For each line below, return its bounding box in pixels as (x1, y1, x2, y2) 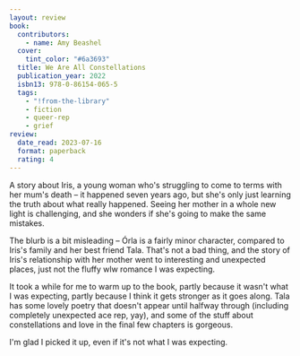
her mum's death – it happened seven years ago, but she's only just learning (9, 189, 291, 200)
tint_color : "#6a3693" (25, 55, 110, 64)
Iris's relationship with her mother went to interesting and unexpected (9, 254, 266, 265)
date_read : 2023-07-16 (17, 138, 102, 147)
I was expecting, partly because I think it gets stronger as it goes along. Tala (9, 291, 290, 301)
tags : (17, 88, 39, 97)
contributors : (17, 30, 70, 39)
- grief (25, 122, 54, 131)
